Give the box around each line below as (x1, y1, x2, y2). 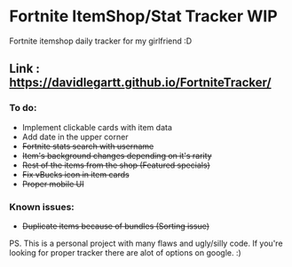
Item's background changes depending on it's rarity (21, 150, 212, 161)
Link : (9, 61, 40, 76)
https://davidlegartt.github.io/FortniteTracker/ (9, 75, 272, 90)
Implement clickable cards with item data (21, 122, 173, 132)
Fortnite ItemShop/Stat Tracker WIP (9, 6, 278, 27)
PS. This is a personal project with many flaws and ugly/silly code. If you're (9, 238, 283, 248)
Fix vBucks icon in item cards (21, 169, 130, 179)
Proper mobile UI (21, 178, 84, 189)
